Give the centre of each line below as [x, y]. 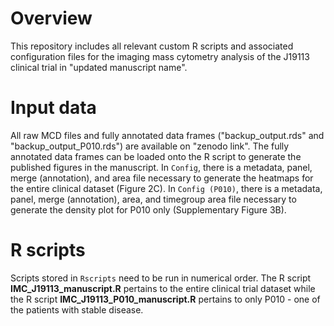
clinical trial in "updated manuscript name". [99, 67]
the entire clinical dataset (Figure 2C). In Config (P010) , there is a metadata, [166, 188]
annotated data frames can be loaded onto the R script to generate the [156, 156]
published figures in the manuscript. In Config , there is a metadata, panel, [161, 167]
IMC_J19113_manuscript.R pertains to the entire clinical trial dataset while [163, 288]
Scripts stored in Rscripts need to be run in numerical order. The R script [161, 278]
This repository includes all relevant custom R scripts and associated [152, 46]
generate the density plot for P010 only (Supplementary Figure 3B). [148, 209]
